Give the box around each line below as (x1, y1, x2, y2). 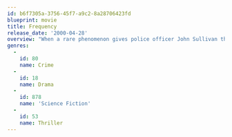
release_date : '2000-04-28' (7, 29, 88, 37)
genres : (7, 42, 30, 49)
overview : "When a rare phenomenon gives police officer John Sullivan (7, 36, 217, 43)
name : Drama (19, 81, 54, 88)
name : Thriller (19, 119, 64, 127)
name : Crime (19, 62, 54, 68)
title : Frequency (7, 23, 57, 30)
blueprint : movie (7, 17, 57, 24)
